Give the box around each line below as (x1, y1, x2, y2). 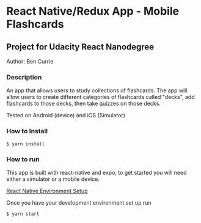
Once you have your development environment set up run (6, 199, 152, 206)
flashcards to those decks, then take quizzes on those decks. (6, 100, 161, 108)
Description (6, 73, 42, 81)
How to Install (6, 127, 48, 136)
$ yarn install (6, 141, 45, 147)
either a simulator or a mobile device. (6, 175, 100, 183)
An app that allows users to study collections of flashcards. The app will (6, 87, 188, 94)
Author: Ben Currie (6, 58, 54, 65)
